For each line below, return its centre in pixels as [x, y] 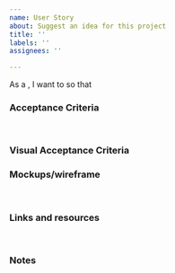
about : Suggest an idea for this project [88, 26]
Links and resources [55, 217]
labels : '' [30, 43]
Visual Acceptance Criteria [70, 151]
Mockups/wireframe [55, 174]
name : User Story [42, 18]
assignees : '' [36, 51]
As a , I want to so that [51, 84]
